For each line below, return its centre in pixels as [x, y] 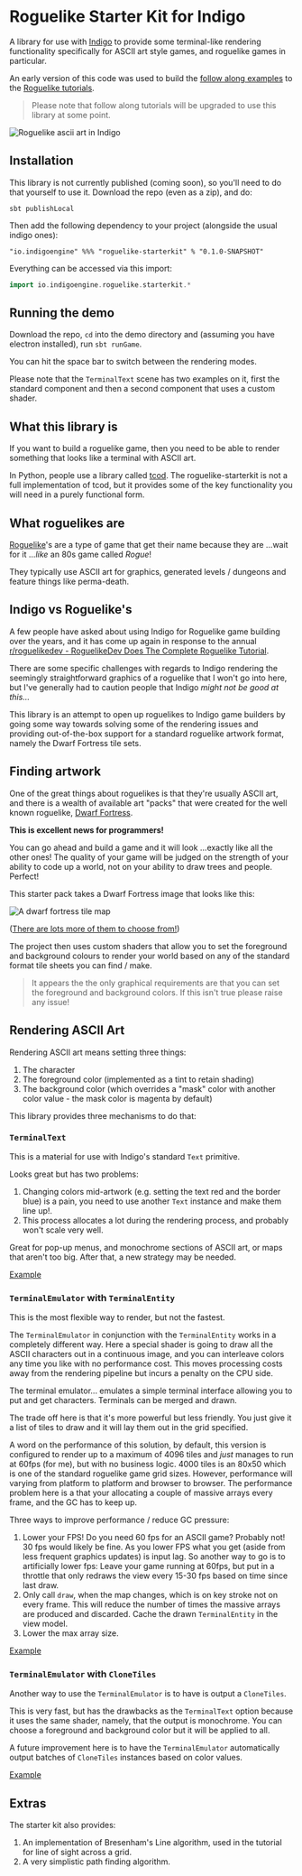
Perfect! [24, 876]
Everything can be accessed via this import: [91, 268]
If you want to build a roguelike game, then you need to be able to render [145, 448]
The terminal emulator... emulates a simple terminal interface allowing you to [151, 1391]
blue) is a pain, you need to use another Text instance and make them [152, 1201]
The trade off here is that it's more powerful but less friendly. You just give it [151, 1418]
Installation [41, 161]
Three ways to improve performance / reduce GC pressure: [119, 1520]
